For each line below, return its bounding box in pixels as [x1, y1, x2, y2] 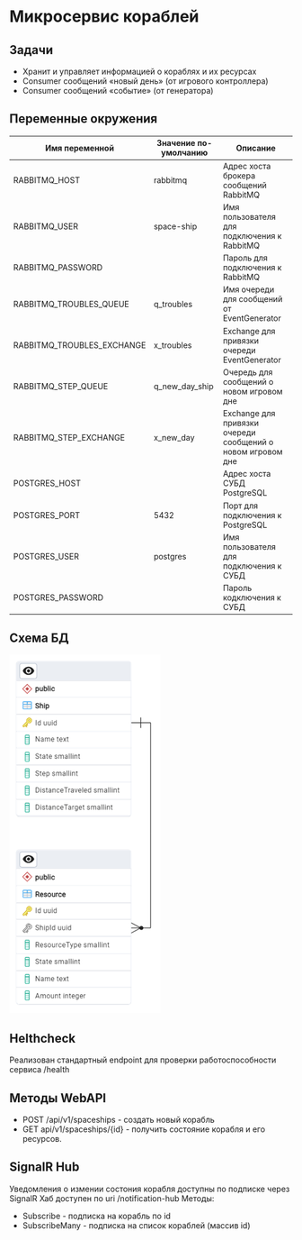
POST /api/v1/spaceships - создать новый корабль [22, 1115, 216, 1125]
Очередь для [223, 367, 273, 378]
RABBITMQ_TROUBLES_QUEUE [13, 298, 130, 309]
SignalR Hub [9, 1160, 80, 1175]
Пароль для [223, 252, 268, 263]
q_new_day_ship [153, 381, 214, 392]
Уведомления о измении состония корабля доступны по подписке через [9, 1183, 290, 1194]
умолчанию [161, 147, 209, 159]
